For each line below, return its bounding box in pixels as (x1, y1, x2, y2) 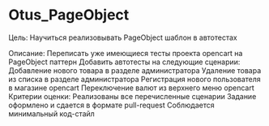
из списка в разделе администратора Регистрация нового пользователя (8, 74, 261, 84)
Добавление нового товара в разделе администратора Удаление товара (8, 65, 262, 75)
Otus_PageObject (8, 6, 130, 24)
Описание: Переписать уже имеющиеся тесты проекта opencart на (8, 48, 243, 58)
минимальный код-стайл (8, 108, 95, 119)
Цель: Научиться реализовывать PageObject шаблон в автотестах (8, 33, 237, 42)
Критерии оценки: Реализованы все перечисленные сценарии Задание (8, 91, 257, 101)
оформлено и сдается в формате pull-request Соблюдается (8, 100, 215, 110)
